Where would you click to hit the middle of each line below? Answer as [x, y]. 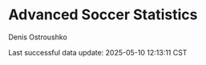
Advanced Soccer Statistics [103, 15]
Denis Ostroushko [38, 37]
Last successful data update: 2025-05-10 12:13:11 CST [98, 52]
